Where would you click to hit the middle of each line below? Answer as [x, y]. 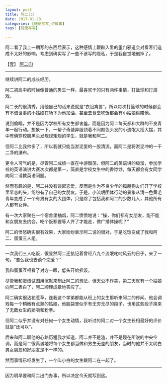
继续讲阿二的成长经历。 [29, 79]
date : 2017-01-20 [23, 19]
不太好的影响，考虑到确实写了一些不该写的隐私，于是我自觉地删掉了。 [81, 54]
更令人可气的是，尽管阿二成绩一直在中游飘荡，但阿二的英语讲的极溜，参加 [81, 163]
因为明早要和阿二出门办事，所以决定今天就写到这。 [57, 376]
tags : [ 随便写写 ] [22, 28]
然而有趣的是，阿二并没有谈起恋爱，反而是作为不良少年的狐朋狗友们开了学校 [83, 186]
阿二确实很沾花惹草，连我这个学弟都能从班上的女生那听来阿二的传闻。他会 [81, 298]
